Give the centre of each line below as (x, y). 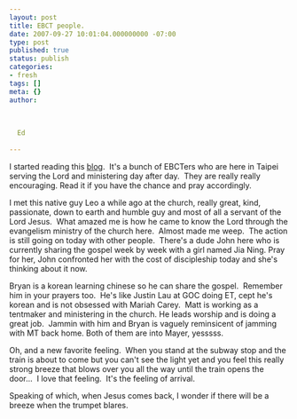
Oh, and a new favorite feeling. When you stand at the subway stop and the (148, 350)
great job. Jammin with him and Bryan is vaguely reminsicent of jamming (143, 323)
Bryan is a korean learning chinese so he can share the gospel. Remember (146, 286)
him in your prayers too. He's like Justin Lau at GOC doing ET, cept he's (141, 295)
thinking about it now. (48, 268)
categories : (31, 67)
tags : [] (25, 83)
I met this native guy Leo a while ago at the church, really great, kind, (135, 202)
